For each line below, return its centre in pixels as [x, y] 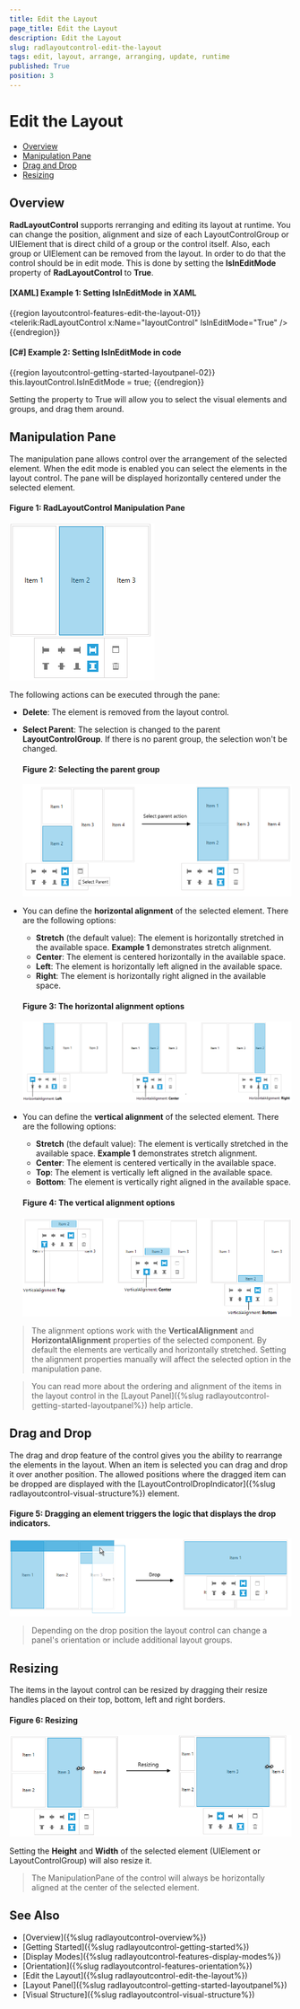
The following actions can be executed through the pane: [115, 695]
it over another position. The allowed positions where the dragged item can [148, 1474]
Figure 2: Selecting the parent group [91, 769]
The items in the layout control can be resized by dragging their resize [138, 1690]
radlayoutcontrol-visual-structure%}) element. [94, 1493]
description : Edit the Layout [66, 38]
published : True [39, 66]
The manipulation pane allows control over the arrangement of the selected [148, 459]
